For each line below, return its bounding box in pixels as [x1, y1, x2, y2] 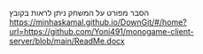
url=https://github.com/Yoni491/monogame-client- [9, 27, 194, 36]
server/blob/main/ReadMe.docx [9, 35, 126, 46]
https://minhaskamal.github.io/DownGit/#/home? [9, 17, 188, 27]
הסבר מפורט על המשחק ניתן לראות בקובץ [9, 8, 149, 18]
